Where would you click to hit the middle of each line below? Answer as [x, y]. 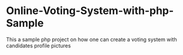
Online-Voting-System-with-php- [90, 11]
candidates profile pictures [39, 46]
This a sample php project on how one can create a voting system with [91, 39]
